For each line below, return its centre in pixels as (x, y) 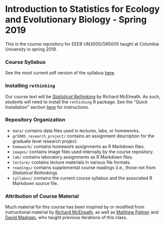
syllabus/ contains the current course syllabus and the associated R (82, 178)
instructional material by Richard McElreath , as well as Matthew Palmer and (82, 212)
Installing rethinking (30, 86)
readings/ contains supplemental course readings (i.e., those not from (84, 168)
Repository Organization (35, 120)
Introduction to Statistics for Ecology (82, 9)
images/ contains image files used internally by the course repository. (83, 152)
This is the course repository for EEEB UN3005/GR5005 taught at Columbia (82, 44)
